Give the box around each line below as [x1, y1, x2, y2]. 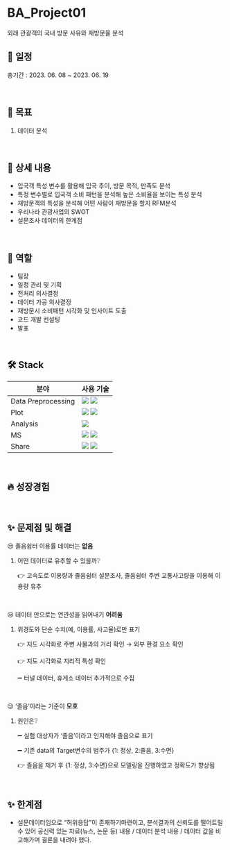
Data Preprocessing [10, 397, 76, 406]
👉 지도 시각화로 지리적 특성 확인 [17, 656, 107, 665]
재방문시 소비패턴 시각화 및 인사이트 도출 [17, 307, 127, 315]
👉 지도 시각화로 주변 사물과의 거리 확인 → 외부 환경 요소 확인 [17, 640, 184, 648]
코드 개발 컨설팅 [17, 315, 60, 324]
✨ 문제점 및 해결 [7, 522, 72, 534]
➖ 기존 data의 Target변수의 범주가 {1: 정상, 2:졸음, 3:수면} [17, 746, 175, 754]
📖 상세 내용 [7, 162, 52, 174]
